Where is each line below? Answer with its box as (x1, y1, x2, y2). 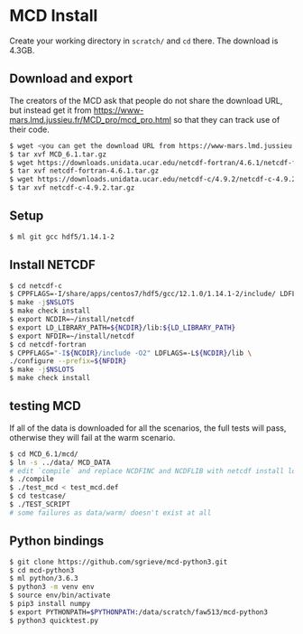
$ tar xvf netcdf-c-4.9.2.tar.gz (9, 183, 135, 192)
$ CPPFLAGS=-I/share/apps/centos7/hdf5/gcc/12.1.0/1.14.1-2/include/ (9, 290, 277, 299)
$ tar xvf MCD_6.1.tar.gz (9, 150, 106, 159)
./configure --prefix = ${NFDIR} (9, 357, 127, 366)
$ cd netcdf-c (9, 281, 63, 290)
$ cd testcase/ (9, 491, 67, 501)
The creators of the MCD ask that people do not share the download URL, (9, 95, 283, 106)
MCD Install (9, 5, 98, 26)
